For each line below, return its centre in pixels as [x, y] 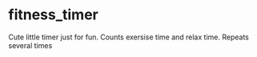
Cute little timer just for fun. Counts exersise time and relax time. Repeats [129, 37]
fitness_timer [53, 15]
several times [30, 45]
